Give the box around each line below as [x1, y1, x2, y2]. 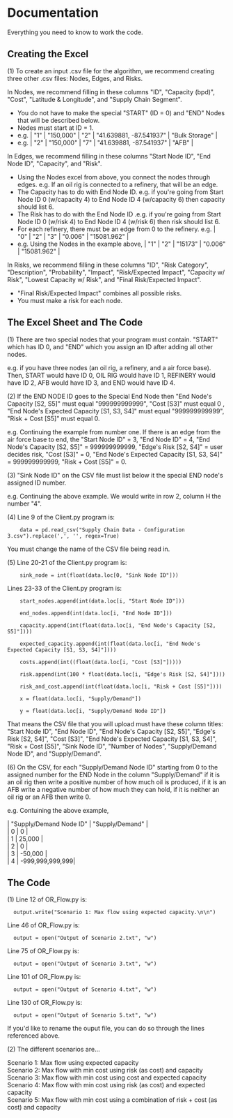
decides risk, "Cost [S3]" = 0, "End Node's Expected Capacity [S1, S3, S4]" [7, 450, 223, 458]
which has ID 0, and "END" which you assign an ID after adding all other [7, 342, 214, 351]
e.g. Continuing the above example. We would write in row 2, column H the [7, 492, 221, 500]
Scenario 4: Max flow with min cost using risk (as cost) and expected [7, 1081, 205, 1089]
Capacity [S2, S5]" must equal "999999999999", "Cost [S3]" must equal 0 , [7, 399, 225, 408]
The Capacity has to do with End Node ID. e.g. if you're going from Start [17, 187, 224, 196]
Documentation [7, 5, 99, 21]
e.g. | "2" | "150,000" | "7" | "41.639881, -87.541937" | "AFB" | [17, 138, 193, 147]
